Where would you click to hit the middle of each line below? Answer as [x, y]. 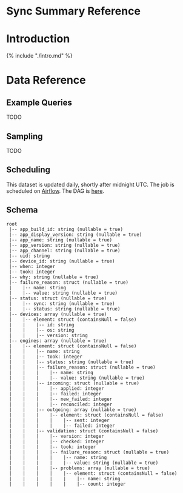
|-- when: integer [32, 266]
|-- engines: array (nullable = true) [58, 341]
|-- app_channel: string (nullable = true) [65, 250]
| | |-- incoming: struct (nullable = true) [74, 383]
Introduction [38, 39]
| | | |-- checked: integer [56, 441]
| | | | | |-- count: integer [67, 484]
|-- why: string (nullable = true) [54, 277]
